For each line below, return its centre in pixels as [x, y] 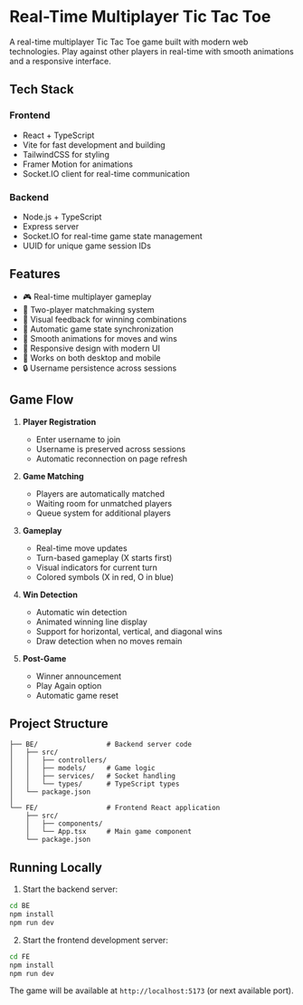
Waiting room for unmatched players [104, 503]
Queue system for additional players [104, 513]
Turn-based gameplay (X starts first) [104, 557]
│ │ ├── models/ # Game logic [82, 768]
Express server [51, 226]
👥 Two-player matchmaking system [89, 309]
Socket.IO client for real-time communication [106, 173]
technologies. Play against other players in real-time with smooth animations [151, 51]
